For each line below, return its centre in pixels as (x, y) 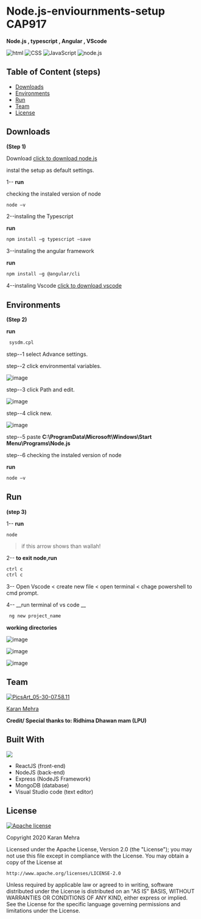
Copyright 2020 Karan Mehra (43, 837)
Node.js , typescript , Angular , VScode (57, 41)
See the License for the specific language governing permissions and (93, 904)
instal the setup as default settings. (50, 170)
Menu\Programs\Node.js (38, 443)
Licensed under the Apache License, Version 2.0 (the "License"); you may (99, 849)
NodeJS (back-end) (40, 772)
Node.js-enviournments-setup (86, 11)
